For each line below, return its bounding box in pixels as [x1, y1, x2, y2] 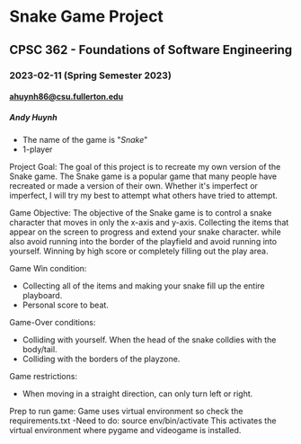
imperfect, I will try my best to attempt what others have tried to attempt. [9, 191, 279, 201]
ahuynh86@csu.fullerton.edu [9, 92, 124, 102]
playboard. [22, 290, 63, 301]
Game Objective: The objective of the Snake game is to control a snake [9, 208, 272, 218]
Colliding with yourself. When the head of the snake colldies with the [22, 334, 277, 345]
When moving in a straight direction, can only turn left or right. [22, 388, 253, 399]
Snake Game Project [9, 6, 164, 27]
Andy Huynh [9, 111, 58, 122]
